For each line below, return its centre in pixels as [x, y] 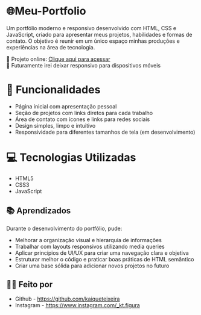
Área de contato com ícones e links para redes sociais [82, 119]
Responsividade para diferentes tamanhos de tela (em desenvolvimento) [105, 132]
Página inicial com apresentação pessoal [66, 106]
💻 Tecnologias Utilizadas [71, 157]
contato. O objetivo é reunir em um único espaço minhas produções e [93, 41]
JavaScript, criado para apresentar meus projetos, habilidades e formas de [99, 34]
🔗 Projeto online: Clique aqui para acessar [58, 59]
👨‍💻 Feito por [30, 285]
